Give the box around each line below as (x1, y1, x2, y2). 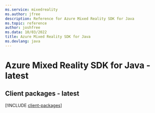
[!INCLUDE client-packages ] (5, 102, 62, 108)
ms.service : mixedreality (5, 7, 58, 12)
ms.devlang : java (5, 39, 41, 44)
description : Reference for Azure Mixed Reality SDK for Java (5, 16, 134, 21)
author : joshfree (5, 25, 41, 30)
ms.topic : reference (5, 20, 47, 26)
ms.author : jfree (5, 12, 41, 17)
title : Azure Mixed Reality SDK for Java (5, 35, 91, 39)
